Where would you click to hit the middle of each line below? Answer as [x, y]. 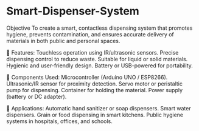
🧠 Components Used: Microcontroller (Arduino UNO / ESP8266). [87, 77]
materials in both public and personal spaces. [63, 41]
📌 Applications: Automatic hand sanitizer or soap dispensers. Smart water [99, 108]
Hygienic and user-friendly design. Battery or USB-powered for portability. [100, 65]
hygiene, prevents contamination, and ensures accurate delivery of [90, 34]
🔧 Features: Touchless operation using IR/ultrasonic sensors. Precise [93, 52]
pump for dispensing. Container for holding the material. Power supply [95, 90]
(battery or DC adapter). [37, 96]
